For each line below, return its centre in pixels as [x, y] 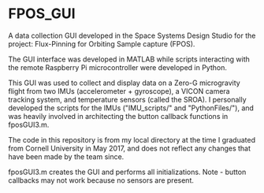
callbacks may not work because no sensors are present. [101, 180]
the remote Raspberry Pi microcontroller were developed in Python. [117, 67]
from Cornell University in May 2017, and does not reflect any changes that [129, 148]
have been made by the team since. [66, 156]
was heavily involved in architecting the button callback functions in [118, 116]
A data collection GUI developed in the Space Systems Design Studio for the [132, 35]
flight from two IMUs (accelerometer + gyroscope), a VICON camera [119, 91]
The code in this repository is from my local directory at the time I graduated [132, 139]
